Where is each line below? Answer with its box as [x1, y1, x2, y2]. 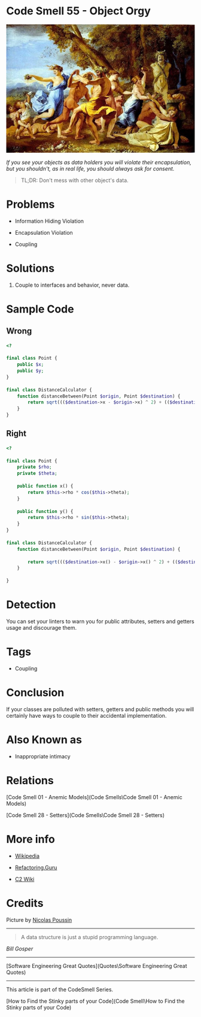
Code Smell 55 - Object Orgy [6, 4, 151, 18]
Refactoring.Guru [14, 864, 57, 871]
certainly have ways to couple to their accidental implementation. [6, 712, 167, 719]
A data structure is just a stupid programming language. [20, 933, 159, 940]
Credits [6, 896, 44, 910]
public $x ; [17, 362, 44, 368]
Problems [6, 198, 55, 211]
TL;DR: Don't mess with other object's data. [20, 177, 129, 184]
